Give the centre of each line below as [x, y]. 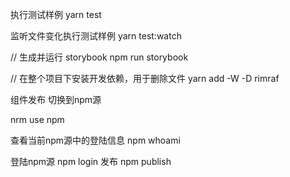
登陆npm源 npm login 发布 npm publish [91, 161]
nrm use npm [37, 119]
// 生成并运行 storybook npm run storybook [99, 57]
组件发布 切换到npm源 [56, 99]
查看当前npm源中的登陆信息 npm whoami [95, 140]
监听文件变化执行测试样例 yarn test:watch [96, 36]
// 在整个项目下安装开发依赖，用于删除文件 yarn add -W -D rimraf [145, 78]
